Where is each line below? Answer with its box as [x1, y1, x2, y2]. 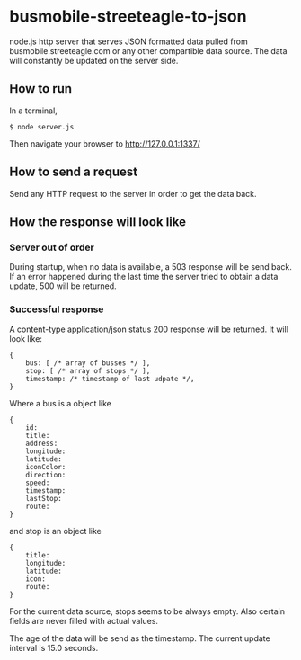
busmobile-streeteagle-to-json [9, 6, 247, 27]
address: [25, 439, 58, 448]
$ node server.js [9, 122, 75, 131]
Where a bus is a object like [9, 397, 112, 408]
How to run [9, 81, 73, 96]
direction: [25, 470, 66, 479]
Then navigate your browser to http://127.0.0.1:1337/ [9, 138, 200, 149]
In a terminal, [9, 105, 58, 116]
